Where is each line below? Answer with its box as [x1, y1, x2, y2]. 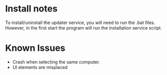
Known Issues [5, 42, 66, 54]
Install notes [5, 3, 58, 14]
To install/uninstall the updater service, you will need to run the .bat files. [5, 19, 155, 25]
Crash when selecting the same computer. [12, 58, 100, 65]
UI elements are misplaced [12, 64, 68, 70]
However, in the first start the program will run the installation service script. [5, 24, 162, 30]
